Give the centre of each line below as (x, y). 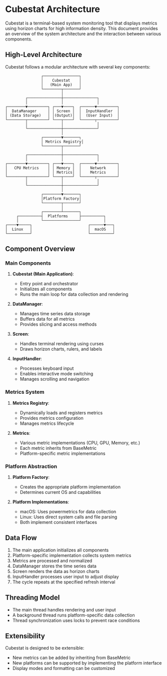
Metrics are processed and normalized (52, 560)
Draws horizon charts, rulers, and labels (61, 349)
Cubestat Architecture (53, 9)
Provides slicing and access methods (58, 324)
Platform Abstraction (31, 466)
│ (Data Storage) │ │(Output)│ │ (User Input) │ (62, 115)
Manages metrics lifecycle (47, 423)
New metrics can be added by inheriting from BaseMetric (71, 658)
